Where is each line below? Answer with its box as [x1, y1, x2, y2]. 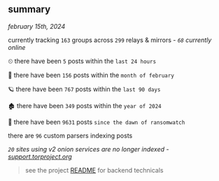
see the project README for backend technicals [24, 166, 164, 174]
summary [8, 4, 51, 15]
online [8, 43, 26, 51]
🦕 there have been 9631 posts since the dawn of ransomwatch [8, 117, 185, 126]
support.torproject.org [8, 152, 72, 161]
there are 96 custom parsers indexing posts [8, 131, 133, 140]
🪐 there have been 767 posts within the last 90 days [8, 85, 161, 93]
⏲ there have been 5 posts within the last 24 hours [8, 57, 157, 65]
